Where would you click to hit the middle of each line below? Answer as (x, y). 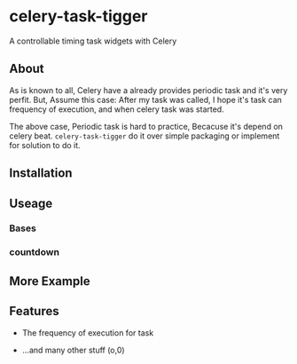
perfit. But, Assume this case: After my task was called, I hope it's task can (145, 99)
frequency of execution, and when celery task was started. (117, 109)
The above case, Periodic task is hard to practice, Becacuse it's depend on (146, 126)
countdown (35, 252)
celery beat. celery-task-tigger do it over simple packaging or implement (145, 136)
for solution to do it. (45, 145)
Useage (31, 203)
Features (34, 311)
